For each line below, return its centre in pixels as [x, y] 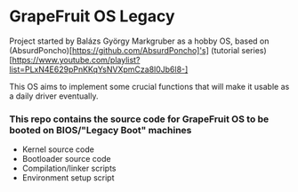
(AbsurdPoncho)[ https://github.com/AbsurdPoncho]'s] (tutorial [125, 50]
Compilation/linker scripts [69, 168]
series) [254, 50]
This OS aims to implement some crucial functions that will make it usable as [149, 86]
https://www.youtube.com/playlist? [76, 60]
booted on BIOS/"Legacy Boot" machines [101, 130]
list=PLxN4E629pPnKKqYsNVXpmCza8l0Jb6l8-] [99, 69]
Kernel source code [58, 149]
